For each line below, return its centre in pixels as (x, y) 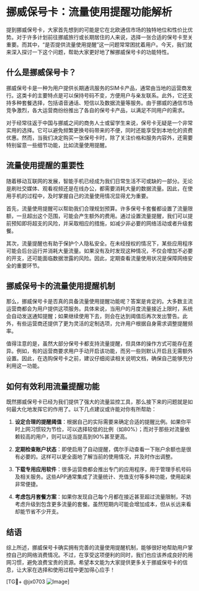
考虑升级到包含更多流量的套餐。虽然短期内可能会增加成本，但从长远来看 (103, 504)
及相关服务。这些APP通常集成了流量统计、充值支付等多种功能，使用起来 (103, 477)
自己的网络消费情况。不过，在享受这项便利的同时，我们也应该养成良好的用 (102, 555)
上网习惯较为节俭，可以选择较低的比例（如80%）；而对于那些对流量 (102, 429)
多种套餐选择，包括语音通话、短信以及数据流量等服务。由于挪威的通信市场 (102, 103)
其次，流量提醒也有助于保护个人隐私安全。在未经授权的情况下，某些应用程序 (99, 243)
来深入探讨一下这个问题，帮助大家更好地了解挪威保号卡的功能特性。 (89, 52)
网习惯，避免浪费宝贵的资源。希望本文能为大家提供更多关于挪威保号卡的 (94, 562)
